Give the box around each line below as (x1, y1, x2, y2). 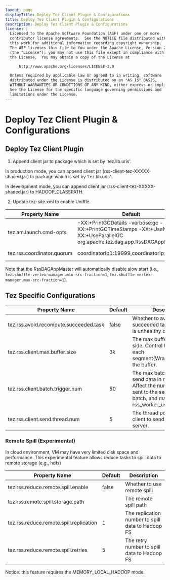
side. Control (132, 342, 163, 349)
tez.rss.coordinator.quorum (8, 249, 73, 256)
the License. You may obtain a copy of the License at (10, 54, 130, 60)
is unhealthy (132, 328, 161, 335)
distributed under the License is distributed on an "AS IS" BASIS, (10, 78, 157, 83)
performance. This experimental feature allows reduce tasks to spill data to (5, 454, 162, 460)
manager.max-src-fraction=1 (5, 277, 65, 282)
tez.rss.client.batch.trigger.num (8, 385, 82, 393)
